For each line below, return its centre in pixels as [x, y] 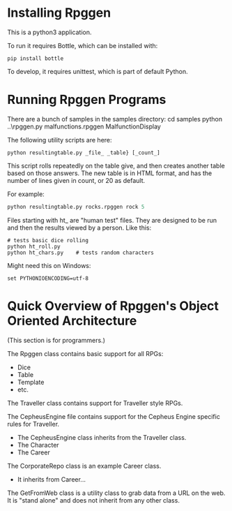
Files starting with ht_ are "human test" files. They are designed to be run [112, 220]
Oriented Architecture [72, 321]
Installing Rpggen [59, 13]
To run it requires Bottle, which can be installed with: [83, 45]
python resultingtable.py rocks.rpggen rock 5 [76, 207]
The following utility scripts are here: [60, 140]
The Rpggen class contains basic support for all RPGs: [85, 353]
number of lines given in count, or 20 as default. [76, 180]
